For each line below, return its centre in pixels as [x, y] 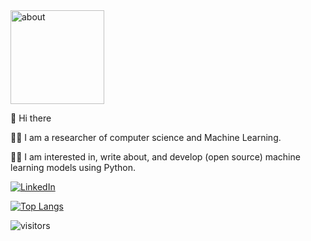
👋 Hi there [31, 118]
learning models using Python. [73, 167]
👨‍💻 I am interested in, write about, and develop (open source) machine [155, 157]
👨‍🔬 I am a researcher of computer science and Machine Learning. [146, 137]
